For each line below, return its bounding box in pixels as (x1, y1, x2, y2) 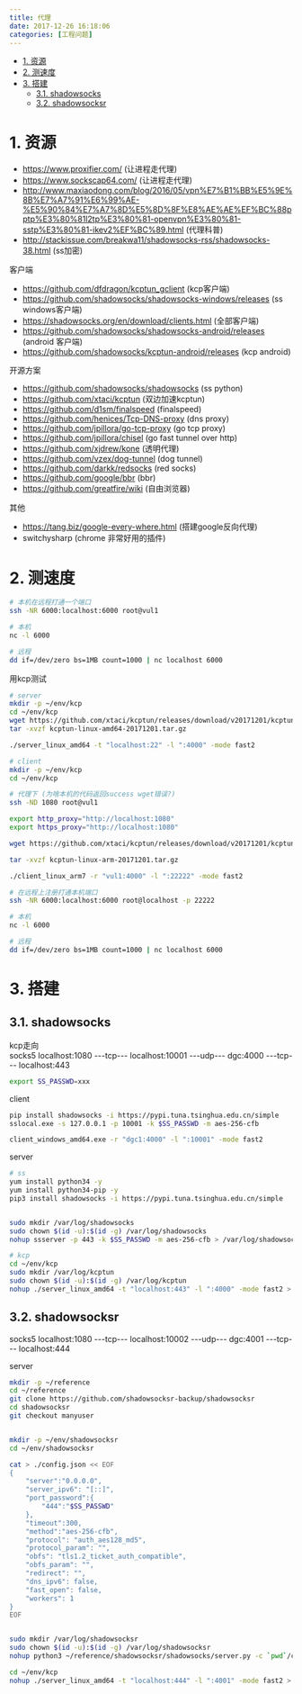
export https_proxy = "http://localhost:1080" (9, 823, 179, 832)
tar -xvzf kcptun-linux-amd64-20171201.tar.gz (9, 725, 187, 734)
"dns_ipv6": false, (25, 1577, 99, 1586)
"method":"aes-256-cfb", (25, 1527, 119, 1536)
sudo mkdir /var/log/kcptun (9, 1268, 115, 1277)
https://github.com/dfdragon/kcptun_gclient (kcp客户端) (22, 284, 231, 294)
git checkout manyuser (9, 1411, 94, 1420)
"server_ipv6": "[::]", (25, 1485, 115, 1494)
